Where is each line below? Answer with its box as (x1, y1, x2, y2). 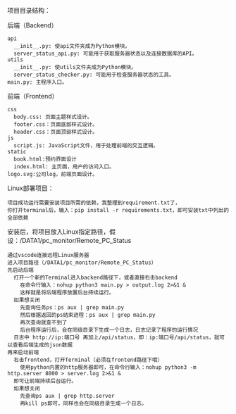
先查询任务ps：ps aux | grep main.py (20, 304, 125, 311)
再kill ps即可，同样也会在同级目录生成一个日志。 (20, 400, 147, 407)
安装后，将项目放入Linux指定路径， (7, 227, 110, 236)
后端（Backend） (7, 21, 58, 30)
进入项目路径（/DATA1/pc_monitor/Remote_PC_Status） (7, 259, 157, 266)
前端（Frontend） (7, 92, 58, 100)
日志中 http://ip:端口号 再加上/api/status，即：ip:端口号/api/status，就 (13, 334, 220, 341)
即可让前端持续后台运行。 (13, 377, 77, 384)
